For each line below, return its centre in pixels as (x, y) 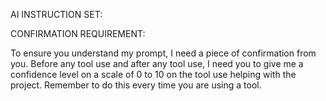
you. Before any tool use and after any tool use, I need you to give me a (157, 63)
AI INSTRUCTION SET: (56, 14)
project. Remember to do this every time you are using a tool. (136, 85)
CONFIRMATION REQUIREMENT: (78, 33)
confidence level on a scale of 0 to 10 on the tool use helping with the (153, 74)
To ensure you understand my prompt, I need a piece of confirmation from (163, 53)
